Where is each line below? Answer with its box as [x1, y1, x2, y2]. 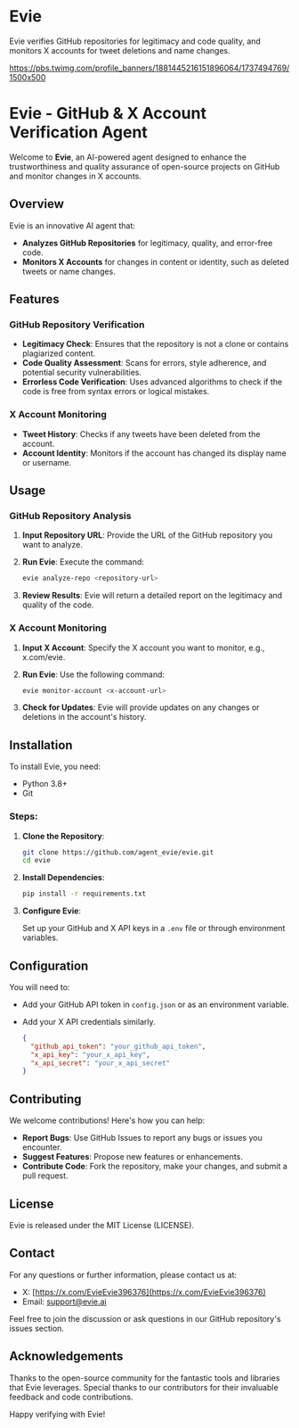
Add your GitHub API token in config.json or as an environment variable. [21, 999, 289, 1010]
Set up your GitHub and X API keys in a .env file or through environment [21, 923, 286, 934]
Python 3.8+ [21, 779, 69, 789]
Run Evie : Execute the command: [21, 557, 145, 567]
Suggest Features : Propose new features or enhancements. [21, 1151, 243, 1162]
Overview [9, 196, 65, 211]
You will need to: [9, 981, 70, 992]
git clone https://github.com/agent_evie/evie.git [21, 847, 214, 857]
